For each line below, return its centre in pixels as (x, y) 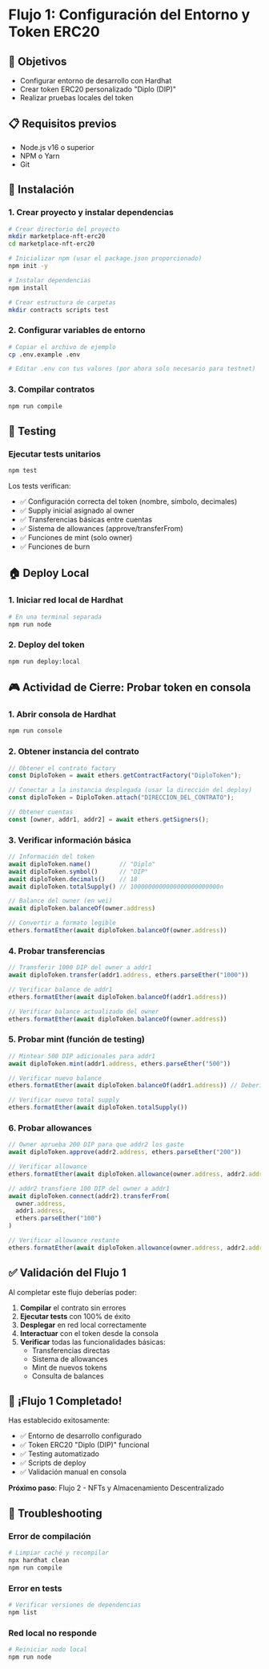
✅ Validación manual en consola (73, 1472)
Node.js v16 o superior (57, 147)
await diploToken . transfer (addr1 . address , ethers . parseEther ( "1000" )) (128, 975)
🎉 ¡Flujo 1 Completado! (65, 1401)
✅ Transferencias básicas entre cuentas (86, 520)
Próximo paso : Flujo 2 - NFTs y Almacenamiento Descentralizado (116, 1488)
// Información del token (51, 857)
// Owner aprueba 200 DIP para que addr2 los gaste (96, 1145)
